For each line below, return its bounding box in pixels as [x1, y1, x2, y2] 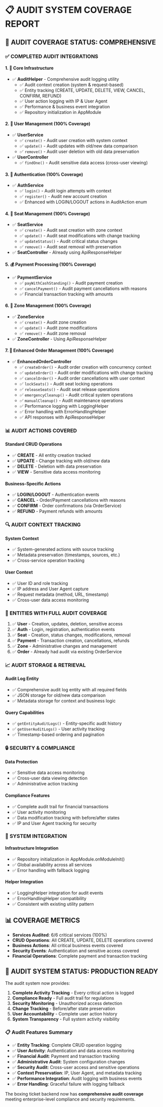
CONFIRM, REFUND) [19, 93, 62, 98]
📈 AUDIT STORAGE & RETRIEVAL [5, 662, 86, 669]
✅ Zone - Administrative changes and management [12, 643, 117, 649]
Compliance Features [5, 792, 50, 798]
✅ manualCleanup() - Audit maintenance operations [19, 397, 123, 403]
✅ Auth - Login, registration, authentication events [12, 626, 115, 632]
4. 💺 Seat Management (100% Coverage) [5, 210, 90, 216]
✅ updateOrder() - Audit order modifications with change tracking [19, 370, 154, 376]
